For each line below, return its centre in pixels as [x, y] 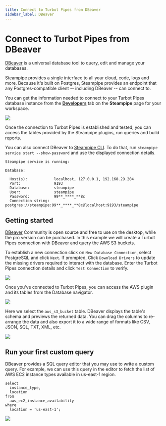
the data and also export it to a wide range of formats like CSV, [86, 322]
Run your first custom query [50, 352]
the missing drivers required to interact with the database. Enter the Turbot [81, 263]
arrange [13, 322]
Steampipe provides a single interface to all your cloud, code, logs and [77, 78]
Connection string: [30, 201]
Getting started [29, 220]
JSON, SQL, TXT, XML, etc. [33, 327]
